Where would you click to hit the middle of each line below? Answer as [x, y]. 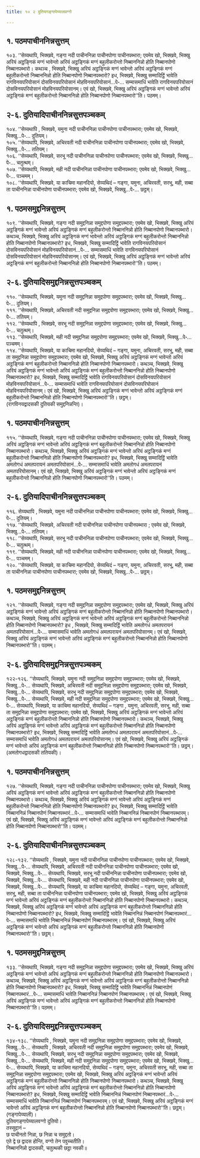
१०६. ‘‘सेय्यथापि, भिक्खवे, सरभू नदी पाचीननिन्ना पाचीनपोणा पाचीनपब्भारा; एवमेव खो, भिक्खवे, [91, 156]
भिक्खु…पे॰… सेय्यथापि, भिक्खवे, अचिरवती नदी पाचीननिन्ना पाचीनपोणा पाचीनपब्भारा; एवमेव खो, [93, 866]
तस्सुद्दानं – [16, 1128]
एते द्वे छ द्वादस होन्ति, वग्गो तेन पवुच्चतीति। [46, 1141]
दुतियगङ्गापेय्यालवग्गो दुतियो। [34, 1121]
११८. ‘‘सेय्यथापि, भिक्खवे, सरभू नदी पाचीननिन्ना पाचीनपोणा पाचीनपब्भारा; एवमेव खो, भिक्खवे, [91, 538]
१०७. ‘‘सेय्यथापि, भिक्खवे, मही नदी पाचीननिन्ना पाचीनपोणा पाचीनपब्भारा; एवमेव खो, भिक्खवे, [90, 169]
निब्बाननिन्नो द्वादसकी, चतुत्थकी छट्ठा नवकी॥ [47, 1148]
